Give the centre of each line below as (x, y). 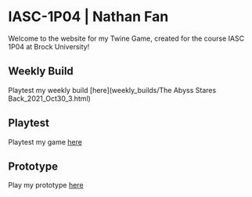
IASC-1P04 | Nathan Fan (88, 17)
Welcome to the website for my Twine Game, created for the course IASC (126, 38)
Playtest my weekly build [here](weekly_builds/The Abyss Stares (112, 90)
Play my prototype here (46, 185)
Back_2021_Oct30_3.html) (50, 98)
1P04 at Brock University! (49, 46)
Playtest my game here (45, 141)
